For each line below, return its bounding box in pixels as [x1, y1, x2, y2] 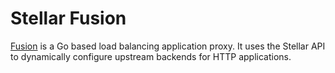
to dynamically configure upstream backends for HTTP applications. [10, 50, 292, 62]
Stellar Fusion [10, 7, 127, 30]
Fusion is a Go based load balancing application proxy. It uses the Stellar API [10, 40, 326, 52]
